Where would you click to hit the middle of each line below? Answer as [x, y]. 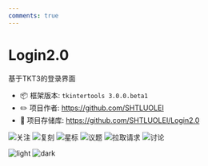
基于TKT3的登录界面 [42, 78]
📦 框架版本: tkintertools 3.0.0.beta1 [84, 95]
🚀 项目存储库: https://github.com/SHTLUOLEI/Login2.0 [110, 120]
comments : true [34, 16]
